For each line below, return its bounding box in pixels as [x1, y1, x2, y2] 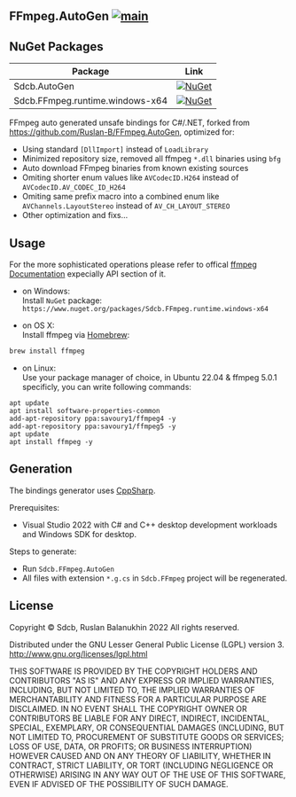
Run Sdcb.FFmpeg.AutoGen [21, 563, 115, 574]
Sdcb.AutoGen [13, 81, 75, 93]
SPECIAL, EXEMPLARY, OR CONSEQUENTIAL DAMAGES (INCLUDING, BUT [9, 722, 285, 732]
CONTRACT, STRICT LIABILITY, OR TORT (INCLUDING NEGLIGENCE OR [9, 760, 274, 770]
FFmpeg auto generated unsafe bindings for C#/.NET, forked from [9, 117, 251, 129]
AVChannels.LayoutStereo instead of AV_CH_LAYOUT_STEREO [21, 200, 230, 211]
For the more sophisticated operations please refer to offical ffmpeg [9, 259, 257, 270]
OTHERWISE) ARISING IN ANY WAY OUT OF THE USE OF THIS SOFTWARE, [9, 769, 286, 780]
